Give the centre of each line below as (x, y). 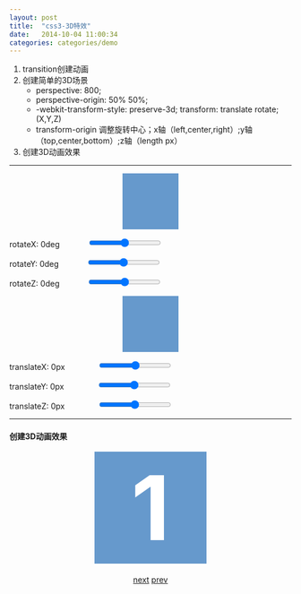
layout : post (34, 17)
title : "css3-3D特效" (50, 26)
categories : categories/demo (64, 43)
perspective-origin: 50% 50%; (92, 100)
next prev (150, 580)
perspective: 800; (68, 90)
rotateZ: (24, 284)
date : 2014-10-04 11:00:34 (64, 34)
